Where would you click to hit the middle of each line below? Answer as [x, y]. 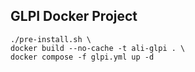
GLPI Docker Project [74, 16]
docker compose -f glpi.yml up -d [82, 57]
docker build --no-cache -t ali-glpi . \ [98, 48]
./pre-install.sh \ [51, 39]
